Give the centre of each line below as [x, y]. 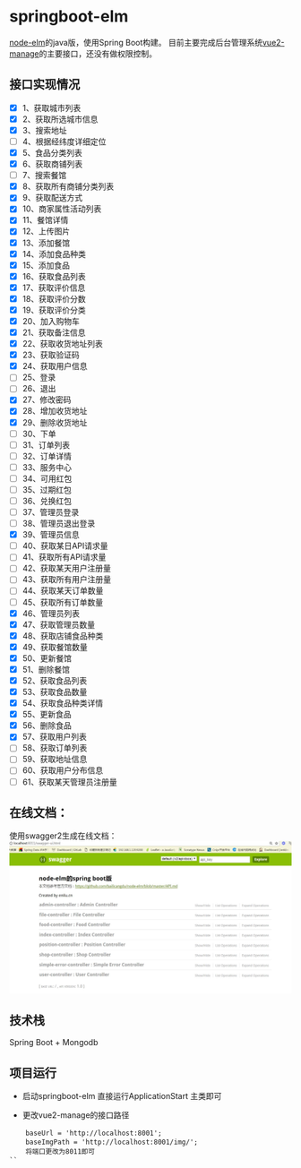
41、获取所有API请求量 [64, 557]
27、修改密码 [47, 399]
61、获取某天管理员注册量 [70, 782]
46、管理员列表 [51, 613]
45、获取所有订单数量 [63, 602]
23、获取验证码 [51, 355]
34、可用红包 [47, 478]
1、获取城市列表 [52, 107]
